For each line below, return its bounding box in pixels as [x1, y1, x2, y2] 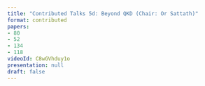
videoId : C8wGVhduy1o [7, 55, 71, 62]
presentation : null [7, 62, 64, 69]
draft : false [7, 68, 45, 75]
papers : [7, 23, 30, 30]
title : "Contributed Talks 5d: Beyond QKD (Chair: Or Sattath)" [7, 10, 199, 17]
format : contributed [7, 17, 68, 24]
